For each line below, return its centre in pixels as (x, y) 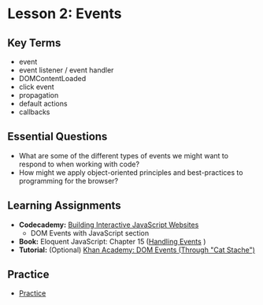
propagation (39, 95)
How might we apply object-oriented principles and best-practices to (131, 172)
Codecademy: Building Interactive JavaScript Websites (109, 225)
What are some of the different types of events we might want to (124, 155)
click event (36, 87)
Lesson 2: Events (65, 14)
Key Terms (34, 43)
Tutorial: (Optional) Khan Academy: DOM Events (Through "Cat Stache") (137, 250)
